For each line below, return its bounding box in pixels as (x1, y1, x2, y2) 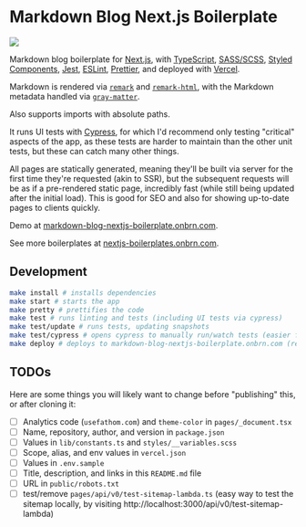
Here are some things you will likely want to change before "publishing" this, (9, 388, 296, 399)
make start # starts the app (9, 297, 120, 306)
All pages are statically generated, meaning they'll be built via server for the (9, 163, 293, 174)
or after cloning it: (9, 398, 76, 409)
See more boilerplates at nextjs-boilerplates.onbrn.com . (9, 237, 219, 248)
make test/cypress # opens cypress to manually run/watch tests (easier (9, 331, 291, 340)
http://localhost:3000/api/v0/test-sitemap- (123, 499, 284, 510)
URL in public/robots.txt (22, 478, 120, 490)
